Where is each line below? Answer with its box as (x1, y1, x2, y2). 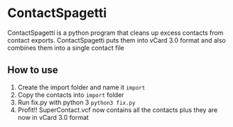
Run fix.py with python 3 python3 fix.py (17, 98, 136, 106)
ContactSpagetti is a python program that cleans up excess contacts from (7, 28, 224, 37)
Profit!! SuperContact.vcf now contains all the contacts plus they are (17, 105, 218, 114)
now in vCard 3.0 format (17, 113, 89, 121)
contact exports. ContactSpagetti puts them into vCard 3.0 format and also (7, 35, 226, 44)
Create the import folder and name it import (17, 83, 146, 92)
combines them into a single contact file (7, 43, 124, 52)
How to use (7, 64, 58, 76)
